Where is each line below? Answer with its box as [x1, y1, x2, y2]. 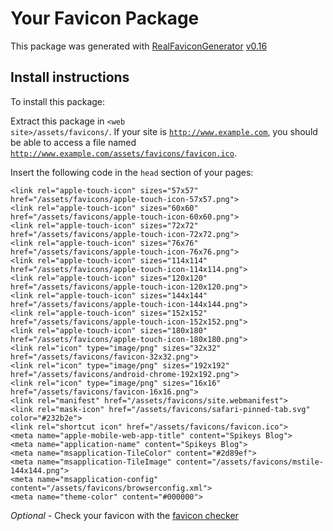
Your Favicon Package [10, 7, 200, 30]
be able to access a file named [10, 136, 137, 148]
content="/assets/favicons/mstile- [175, 457, 325, 467]
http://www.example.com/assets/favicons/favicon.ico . [10, 147, 237, 159]
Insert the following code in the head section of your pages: [10, 166, 254, 178]
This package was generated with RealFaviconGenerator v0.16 [10, 40, 268, 52]
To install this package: [10, 95, 106, 107]
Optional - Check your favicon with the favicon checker [10, 509, 239, 521]
